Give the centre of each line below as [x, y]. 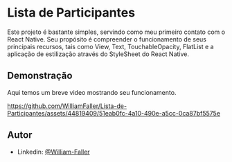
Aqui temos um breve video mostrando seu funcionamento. [92, 92]
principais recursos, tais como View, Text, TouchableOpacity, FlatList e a [110, 46]
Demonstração [40, 76]
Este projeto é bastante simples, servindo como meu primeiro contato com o [116, 32]
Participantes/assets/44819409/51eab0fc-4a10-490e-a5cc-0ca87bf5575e [114, 113]
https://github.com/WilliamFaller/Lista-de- [67, 106]
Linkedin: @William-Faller [53, 152]
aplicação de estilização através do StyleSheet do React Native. [98, 54]
